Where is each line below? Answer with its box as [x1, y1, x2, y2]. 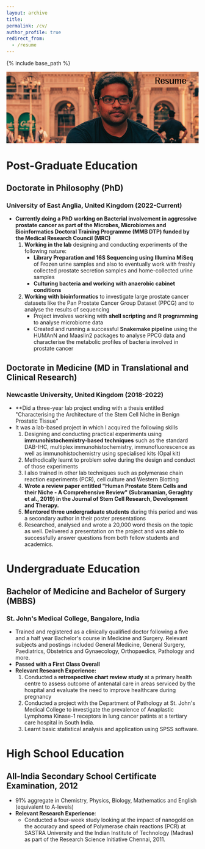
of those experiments [24, 463, 78, 470]
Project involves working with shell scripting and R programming [33, 312, 198, 320]
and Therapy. [24, 501, 59, 509]
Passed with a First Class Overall [15, 660, 101, 668]
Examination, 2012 [6, 781, 78, 791]
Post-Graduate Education [6, 159, 138, 172]
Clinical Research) [6, 372, 77, 382]
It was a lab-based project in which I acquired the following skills [15, 424, 178, 431]
